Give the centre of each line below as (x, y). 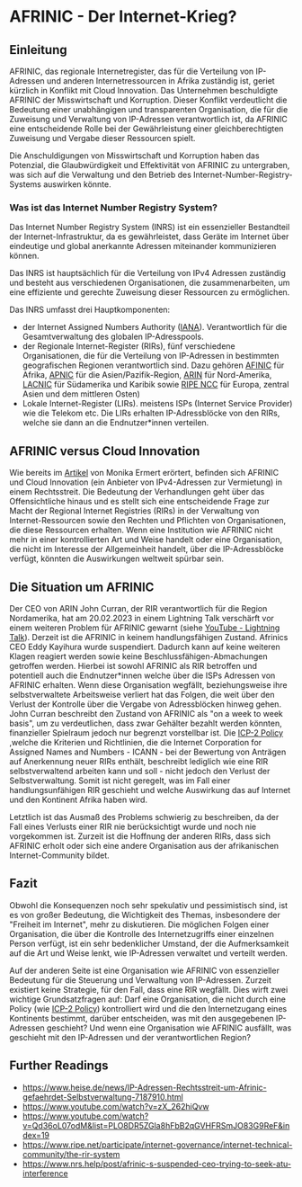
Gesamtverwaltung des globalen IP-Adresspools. (113, 337)
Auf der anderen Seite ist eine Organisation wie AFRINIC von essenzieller (145, 970)
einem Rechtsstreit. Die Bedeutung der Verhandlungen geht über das (137, 492)
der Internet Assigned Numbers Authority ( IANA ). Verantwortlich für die (155, 327)
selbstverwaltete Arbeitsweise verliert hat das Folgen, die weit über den (142, 694)
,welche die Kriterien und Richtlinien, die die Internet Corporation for (136, 742)
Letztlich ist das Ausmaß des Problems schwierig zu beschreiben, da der (144, 817)
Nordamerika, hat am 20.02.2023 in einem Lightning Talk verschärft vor (142, 618)
